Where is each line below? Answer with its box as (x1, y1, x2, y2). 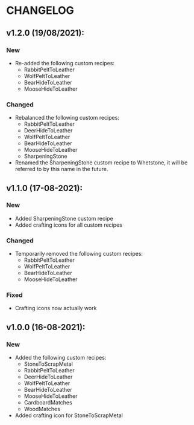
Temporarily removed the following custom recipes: (14, 250, 143, 258)
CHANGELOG (6, 4, 74, 18)
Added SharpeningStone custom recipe (14, 215, 113, 222)
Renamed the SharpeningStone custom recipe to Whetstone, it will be (14, 159, 188, 166)
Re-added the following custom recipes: (14, 59, 115, 67)
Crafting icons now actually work (14, 305, 97, 312)
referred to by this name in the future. (14, 166, 108, 173)
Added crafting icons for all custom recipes (14, 221, 122, 229)
